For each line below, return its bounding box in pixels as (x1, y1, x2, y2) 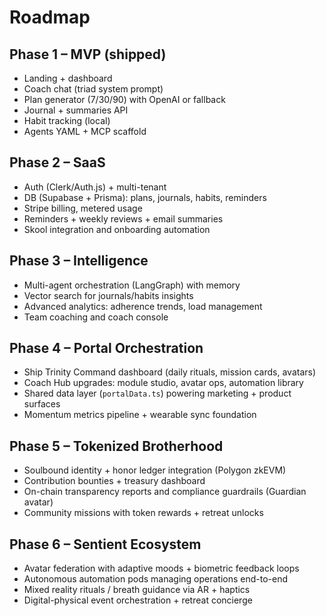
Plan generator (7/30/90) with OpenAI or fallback (23, 94, 226, 105)
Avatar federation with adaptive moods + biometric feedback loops (23, 562, 300, 575)
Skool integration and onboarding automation (23, 223, 211, 235)
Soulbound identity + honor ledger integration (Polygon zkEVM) (23, 464, 287, 476)
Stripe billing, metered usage (23, 202, 143, 214)
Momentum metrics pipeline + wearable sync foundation (23, 409, 257, 421)
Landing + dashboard (23, 72, 113, 84)
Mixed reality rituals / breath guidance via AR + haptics (23, 584, 251, 596)
